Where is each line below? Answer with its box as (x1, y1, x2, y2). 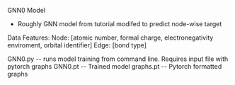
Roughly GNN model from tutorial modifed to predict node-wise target (17, 20, 222, 28)
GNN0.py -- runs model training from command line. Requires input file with (7, 55, 229, 63)
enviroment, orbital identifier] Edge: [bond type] (7, 41, 147, 49)
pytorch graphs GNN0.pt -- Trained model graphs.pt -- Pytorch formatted (7, 62, 222, 70)
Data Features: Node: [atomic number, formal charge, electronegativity (7, 33, 214, 42)
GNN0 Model (7, 6, 46, 14)
